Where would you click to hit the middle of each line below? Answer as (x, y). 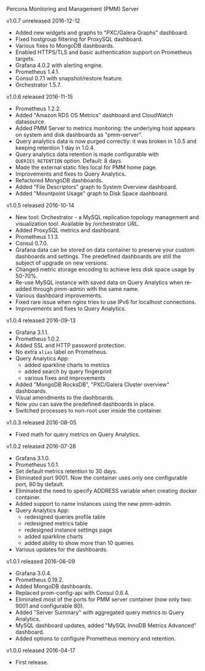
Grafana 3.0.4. (33, 573)
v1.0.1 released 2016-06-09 (41, 561)
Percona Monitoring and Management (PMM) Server (73, 9)
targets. (25, 59)
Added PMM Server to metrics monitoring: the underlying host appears (105, 128)
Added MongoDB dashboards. (53, 586)
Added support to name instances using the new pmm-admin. (94, 504)
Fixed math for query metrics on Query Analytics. (77, 434)
